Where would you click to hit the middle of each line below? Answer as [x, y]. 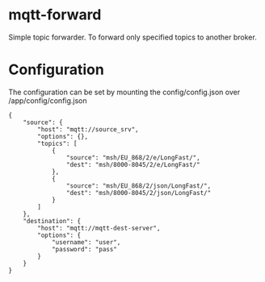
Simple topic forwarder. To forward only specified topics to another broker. [132, 37]
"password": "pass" [84, 249]
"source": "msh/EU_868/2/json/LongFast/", [139, 186]
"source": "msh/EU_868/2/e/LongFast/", [133, 158]
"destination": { [52, 221]
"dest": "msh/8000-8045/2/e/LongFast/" [133, 164]
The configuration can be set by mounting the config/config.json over [124, 92]
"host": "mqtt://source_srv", [88, 129]
